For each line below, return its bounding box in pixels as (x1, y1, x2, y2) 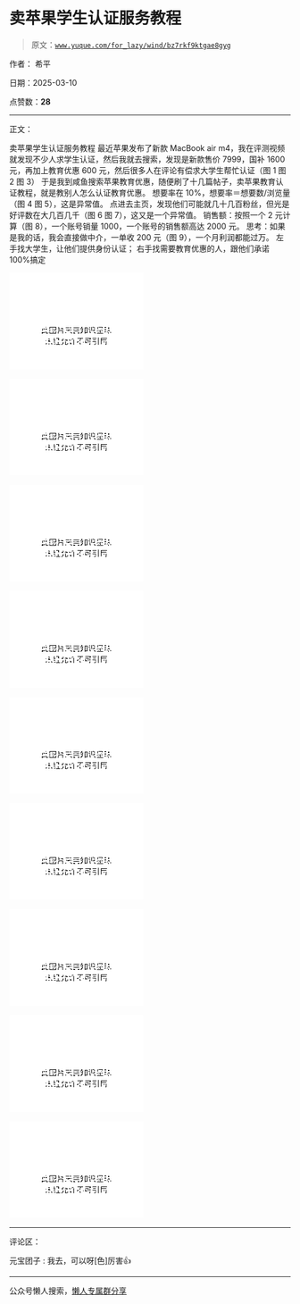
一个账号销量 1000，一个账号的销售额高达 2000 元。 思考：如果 (51, 221, 286, 231)
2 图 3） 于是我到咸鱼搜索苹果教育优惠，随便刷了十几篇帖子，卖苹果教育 (9, 176, 276, 187)
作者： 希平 (9, 58, 51, 69)
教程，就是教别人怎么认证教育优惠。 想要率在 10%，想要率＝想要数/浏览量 (16, 187, 291, 197)
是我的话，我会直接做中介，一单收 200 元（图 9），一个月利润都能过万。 (9, 231, 274, 242)
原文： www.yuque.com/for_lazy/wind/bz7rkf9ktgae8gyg (30, 39, 231, 50)
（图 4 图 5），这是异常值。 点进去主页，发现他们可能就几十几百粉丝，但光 (9, 198, 283, 209)
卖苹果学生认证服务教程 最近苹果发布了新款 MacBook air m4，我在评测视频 (9, 142, 286, 153)
